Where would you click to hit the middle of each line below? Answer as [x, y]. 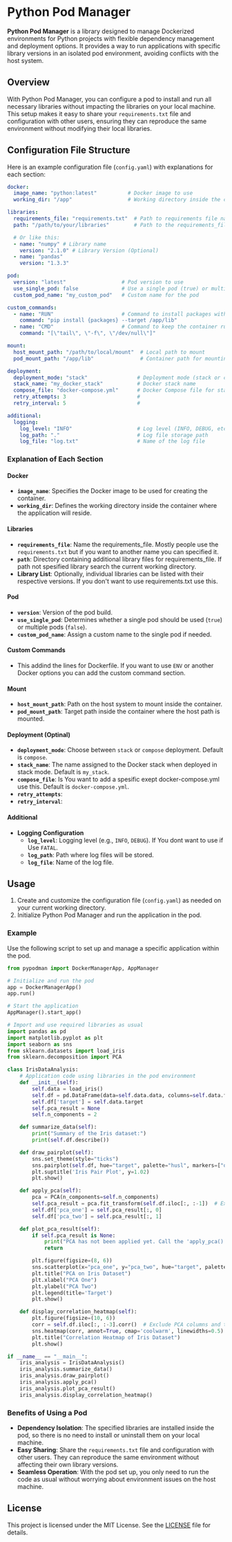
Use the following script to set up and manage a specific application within [113, 948]
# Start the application [43, 1006]
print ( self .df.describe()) [71, 1140]
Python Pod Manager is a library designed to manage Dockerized [101, 31]
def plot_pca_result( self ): [60, 1229]
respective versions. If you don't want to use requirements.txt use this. [117, 581]
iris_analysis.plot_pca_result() [68, 1388]
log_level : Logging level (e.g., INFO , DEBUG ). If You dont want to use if [125, 840]
